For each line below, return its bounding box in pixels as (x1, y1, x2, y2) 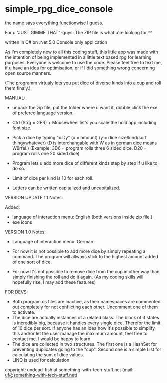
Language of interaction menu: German (12, 238, 94, 244)
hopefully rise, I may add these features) (12, 279, 96, 285)
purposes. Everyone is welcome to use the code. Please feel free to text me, (5, 59, 162, 65)
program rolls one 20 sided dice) (12, 150, 80, 156)
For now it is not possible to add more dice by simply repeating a (12, 248, 146, 254)
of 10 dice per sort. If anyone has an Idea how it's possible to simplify (12, 325, 155, 331)
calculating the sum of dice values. (12, 351, 84, 358)
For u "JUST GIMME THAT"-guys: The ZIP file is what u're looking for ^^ (5, 29, 152, 35)
